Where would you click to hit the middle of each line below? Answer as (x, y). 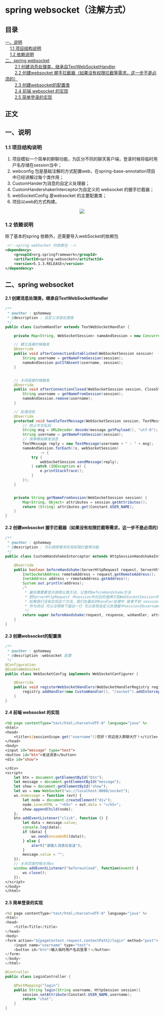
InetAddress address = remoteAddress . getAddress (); (76, 579)
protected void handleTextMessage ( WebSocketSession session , (77, 421)
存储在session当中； (41, 165)
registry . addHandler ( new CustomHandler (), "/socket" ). (80, 692)
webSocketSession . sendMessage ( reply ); (79, 462)
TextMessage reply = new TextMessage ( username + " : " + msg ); (88, 444)
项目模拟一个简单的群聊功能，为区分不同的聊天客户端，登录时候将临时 (83, 159)
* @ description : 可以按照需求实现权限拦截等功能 (53, 547)
